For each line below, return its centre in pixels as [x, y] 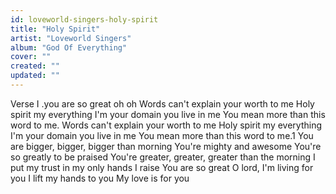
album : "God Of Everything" [69, 47]
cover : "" [31, 57]
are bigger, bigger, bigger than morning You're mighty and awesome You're [166, 146]
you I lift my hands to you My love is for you [100, 178]
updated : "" [35, 76]
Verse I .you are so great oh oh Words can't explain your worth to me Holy [162, 103]
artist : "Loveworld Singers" [71, 38]
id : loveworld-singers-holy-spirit [84, 19]
